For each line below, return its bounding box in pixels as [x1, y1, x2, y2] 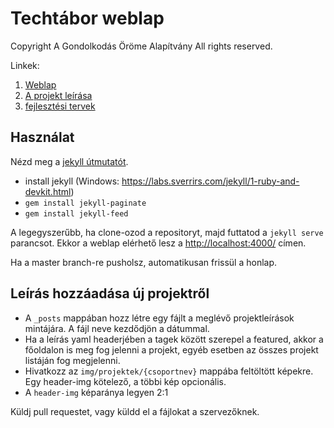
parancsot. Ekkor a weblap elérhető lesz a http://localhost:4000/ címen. [10, 237, 307, 249]
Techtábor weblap [10, 7, 165, 30]
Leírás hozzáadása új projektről [10, 285, 210, 302]
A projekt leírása [24, 89, 93, 101]
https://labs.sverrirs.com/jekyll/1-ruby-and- [121, 175, 300, 187]
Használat [10, 129, 75, 146]
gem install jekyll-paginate [24, 198, 147, 208]
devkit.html [24, 185, 72, 197]
